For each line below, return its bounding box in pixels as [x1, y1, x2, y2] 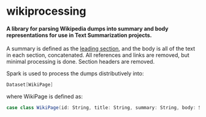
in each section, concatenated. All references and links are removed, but [6, 51, 190, 59]
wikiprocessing [6, 4, 86, 18]
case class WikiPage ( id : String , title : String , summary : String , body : [6, 105, 196, 111]
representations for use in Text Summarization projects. [6, 31, 152, 39]
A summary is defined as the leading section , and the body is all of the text [6, 45, 196, 53]
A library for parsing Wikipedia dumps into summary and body [6, 25, 169, 32]
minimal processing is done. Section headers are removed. [6, 58, 155, 66]
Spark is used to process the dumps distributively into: [6, 70, 144, 77]
